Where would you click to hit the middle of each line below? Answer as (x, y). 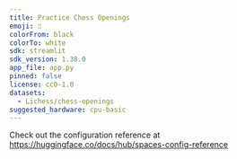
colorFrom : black (42, 34)
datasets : (28, 93)
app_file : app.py (42, 68)
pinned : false (36, 76)
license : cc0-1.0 (42, 84)
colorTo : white (38, 43)
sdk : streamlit (38, 51)
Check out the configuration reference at (85, 135)
